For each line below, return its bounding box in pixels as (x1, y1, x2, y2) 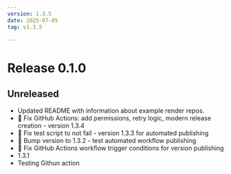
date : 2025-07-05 (7, 17, 58, 24)
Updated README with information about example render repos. (17, 106, 205, 115)
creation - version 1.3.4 (17, 121, 85, 130)
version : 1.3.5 (7, 10, 52, 18)
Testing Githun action (17, 159, 80, 168)
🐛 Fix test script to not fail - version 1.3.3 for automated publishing (17, 129, 209, 137)
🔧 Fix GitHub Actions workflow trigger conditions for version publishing (17, 144, 224, 152)
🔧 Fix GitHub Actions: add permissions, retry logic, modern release (17, 114, 211, 123)
